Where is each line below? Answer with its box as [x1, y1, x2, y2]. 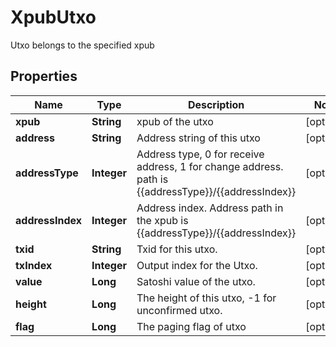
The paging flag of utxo [136, 319, 247, 333]
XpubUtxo [10, 6, 97, 29]
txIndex [15, 258, 53, 272]
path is [136, 172, 169, 186]
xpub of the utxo [136, 114, 214, 128]
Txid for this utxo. [136, 242, 218, 256]
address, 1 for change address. [136, 159, 284, 173]
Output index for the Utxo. [136, 258, 258, 272]
